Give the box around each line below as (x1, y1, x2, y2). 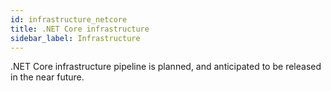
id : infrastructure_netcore (10, 14, 128, 25)
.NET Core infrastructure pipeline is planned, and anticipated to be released (10, 61, 322, 73)
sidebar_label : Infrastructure (10, 33, 141, 43)
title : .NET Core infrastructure (10, 24, 150, 34)
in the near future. (10, 71, 85, 83)
